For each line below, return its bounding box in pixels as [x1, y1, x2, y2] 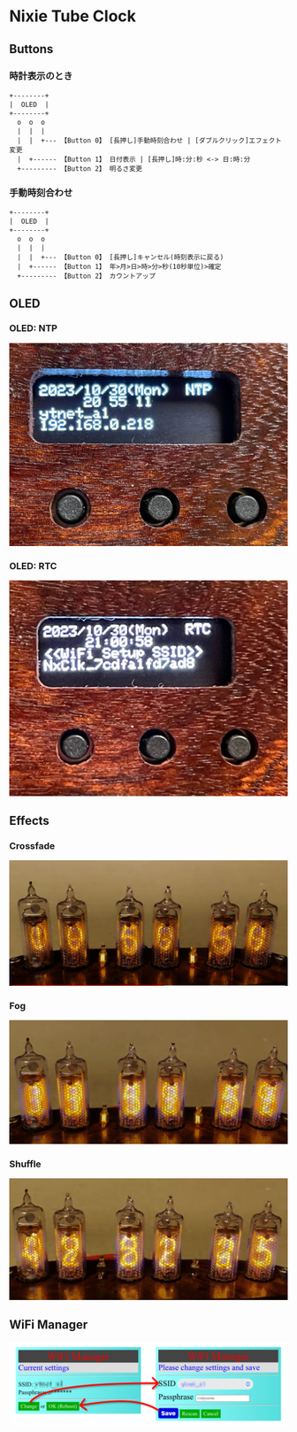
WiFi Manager [9, 1317, 88, 1333]
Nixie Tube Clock [9, 6, 137, 27]
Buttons [9, 42, 54, 57]
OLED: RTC [9, 559, 57, 572]
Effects [9, 813, 50, 828]
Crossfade [9, 839, 56, 851]
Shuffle [9, 1158, 42, 1170]
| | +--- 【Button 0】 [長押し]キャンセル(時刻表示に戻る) [17, 253, 225, 262]
